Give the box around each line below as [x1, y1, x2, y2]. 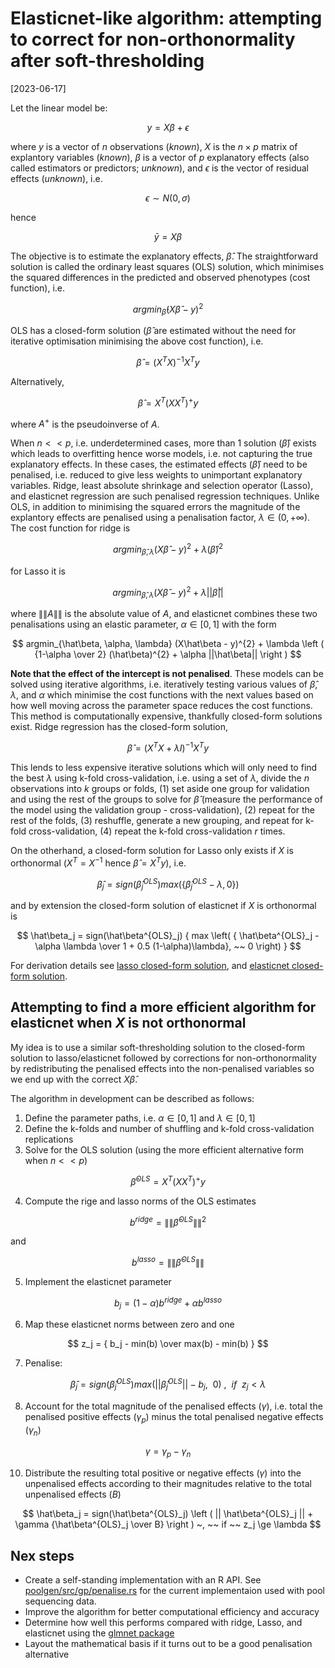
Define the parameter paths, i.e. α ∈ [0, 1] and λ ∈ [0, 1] [24, 1112, 256, 1124]
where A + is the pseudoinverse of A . [10, 416, 160, 430]
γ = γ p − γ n [144, 1445, 192, 1460]
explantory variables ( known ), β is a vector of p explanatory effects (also [10, 151, 310, 163]
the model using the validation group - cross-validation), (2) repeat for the [10, 803, 315, 816]
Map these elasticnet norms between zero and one [24, 1318, 235, 1331]
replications [24, 1133, 74, 1145]
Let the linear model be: [10, 102, 108, 114]
